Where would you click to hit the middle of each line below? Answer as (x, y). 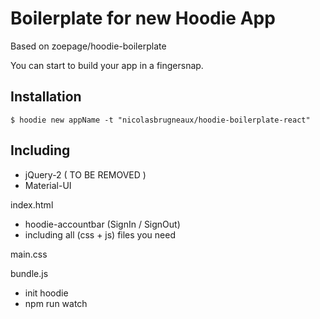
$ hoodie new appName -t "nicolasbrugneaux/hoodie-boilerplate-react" (160, 120)
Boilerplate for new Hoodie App (143, 18)
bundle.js (29, 273)
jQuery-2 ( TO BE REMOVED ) (85, 174)
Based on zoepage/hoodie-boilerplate (88, 46)
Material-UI (48, 185)
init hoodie (46, 293)
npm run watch (56, 303)
